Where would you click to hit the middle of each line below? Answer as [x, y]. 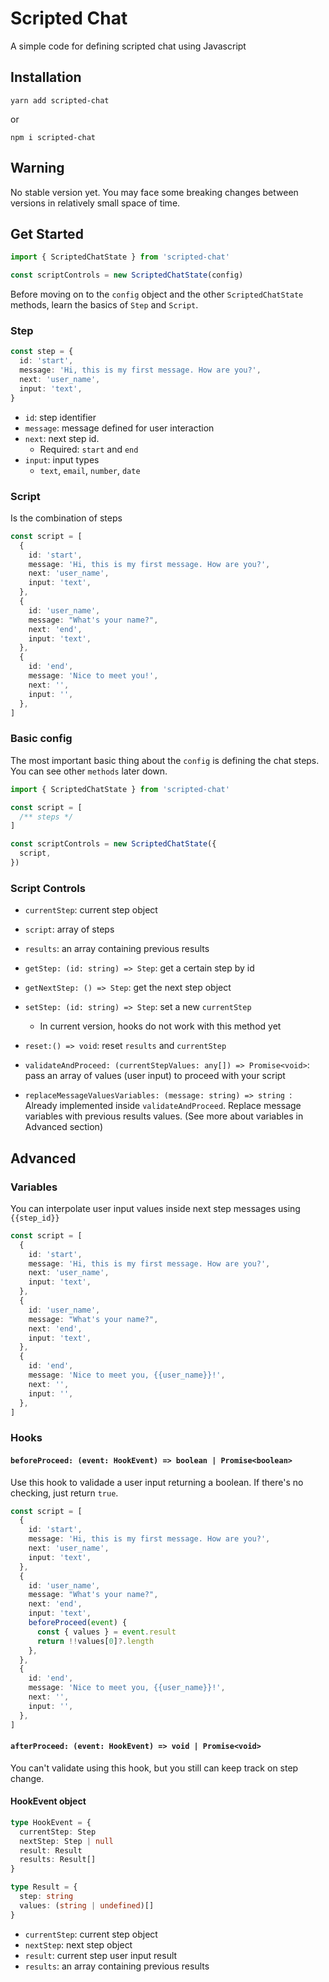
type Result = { [44, 1887]
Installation [46, 77]
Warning [37, 168]
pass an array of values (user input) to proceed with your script [155, 1076]
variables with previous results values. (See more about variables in [164, 1116]
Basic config [41, 739]
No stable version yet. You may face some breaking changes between [154, 192]
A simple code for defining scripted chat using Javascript [128, 46]
